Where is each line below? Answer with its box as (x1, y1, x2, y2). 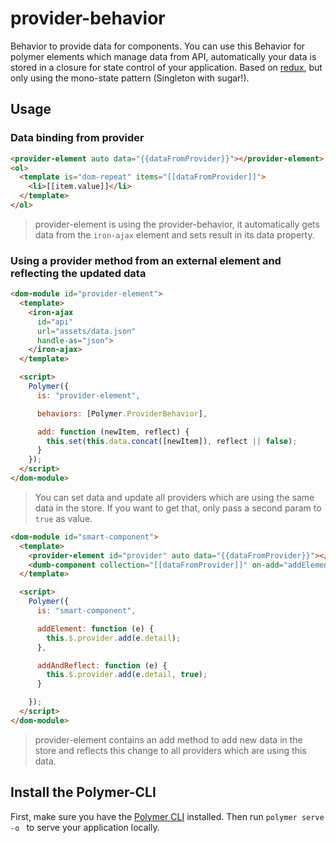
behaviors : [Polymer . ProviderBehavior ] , (36, 408, 208, 419)
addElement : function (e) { (36, 623, 155, 634)
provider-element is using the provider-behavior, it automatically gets (34, 218, 320, 230)
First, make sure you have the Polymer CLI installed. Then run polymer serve (10, 810, 325, 822)
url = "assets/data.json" (36, 326, 137, 336)
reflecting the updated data (10, 266, 147, 280)
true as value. (34, 512, 93, 524)
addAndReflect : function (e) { (36, 660, 168, 671)
